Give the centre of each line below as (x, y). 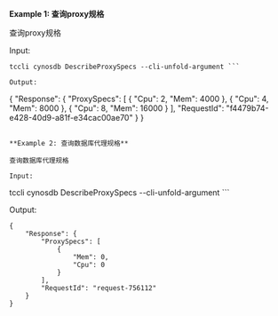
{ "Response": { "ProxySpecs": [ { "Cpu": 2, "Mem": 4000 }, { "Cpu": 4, (139, 99)
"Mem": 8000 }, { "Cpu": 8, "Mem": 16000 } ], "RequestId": (117, 108)
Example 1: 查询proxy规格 (57, 14)
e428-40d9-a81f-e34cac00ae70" (71, 118)
